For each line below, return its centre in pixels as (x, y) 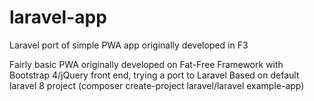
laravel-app (58, 17)
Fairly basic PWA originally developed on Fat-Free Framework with (146, 64)
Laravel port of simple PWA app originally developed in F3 (129, 45)
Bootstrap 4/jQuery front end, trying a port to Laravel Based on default (154, 75)
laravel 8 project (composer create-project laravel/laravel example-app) (157, 85)
